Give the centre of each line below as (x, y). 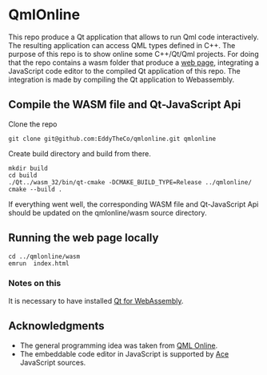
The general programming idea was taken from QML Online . (119, 345)
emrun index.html (39, 263)
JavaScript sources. (53, 362)
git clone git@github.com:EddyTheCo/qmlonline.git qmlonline (112, 139)
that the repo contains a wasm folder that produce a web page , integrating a (134, 62)
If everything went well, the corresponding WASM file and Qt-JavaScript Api (133, 204)
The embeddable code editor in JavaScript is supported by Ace (124, 353)
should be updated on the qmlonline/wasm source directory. (108, 212)
